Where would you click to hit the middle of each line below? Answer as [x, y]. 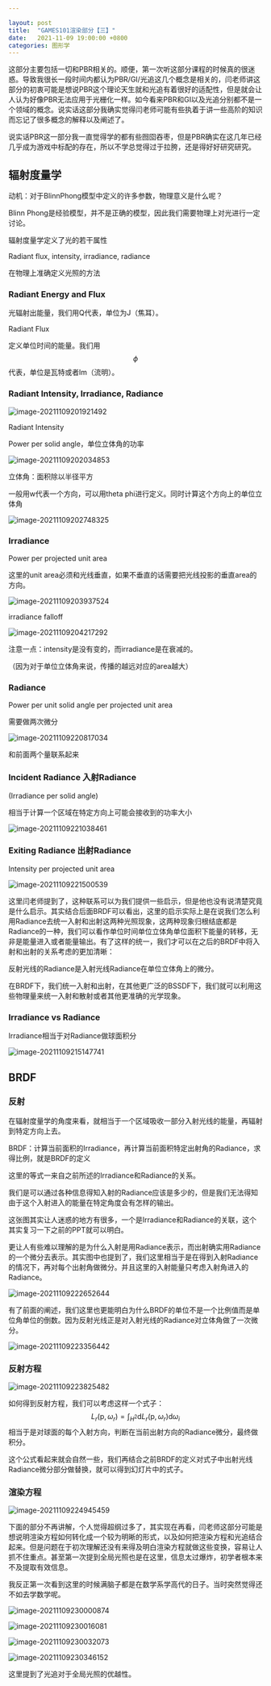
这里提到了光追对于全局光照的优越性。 [72, 1674]
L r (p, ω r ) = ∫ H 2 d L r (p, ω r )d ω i [135, 1417]
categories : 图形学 [39, 45]
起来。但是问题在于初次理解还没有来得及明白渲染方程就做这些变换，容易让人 [135, 1547]
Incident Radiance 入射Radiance [73, 778]
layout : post [30, 23]
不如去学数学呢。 [37, 1595]
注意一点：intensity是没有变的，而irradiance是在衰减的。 [103, 649]
